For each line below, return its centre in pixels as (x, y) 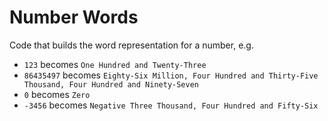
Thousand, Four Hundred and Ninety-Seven (111, 84)
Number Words (74, 17)
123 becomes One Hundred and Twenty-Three (115, 64)
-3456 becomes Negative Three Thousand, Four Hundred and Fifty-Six (171, 105)
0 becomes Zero (57, 94)
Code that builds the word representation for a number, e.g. (131, 45)
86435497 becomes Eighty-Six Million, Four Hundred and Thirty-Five (171, 75)
